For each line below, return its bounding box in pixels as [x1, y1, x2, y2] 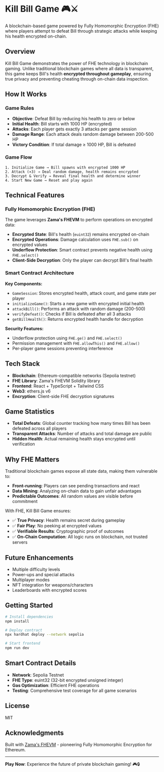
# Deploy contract [5, 627, 42, 632]
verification [12, 441, 35, 447]
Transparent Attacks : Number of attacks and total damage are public [12, 431, 152, 437]
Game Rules [5, 105, 34, 112]
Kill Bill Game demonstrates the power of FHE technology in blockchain [5, 60, 148, 66]
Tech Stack [5, 359, 40, 368]
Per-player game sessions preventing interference [12, 345, 113, 351]
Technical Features [5, 191, 65, 200]
